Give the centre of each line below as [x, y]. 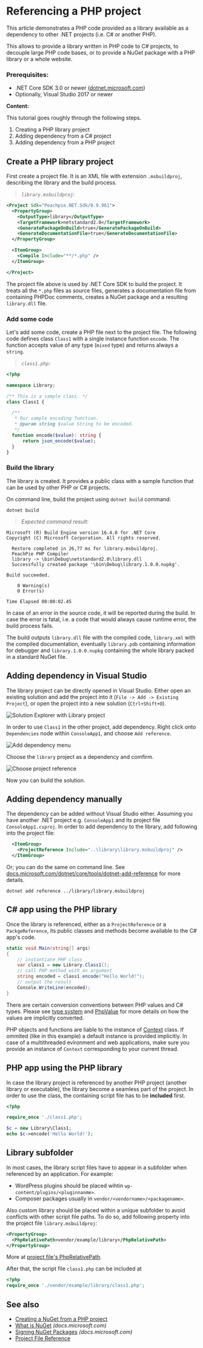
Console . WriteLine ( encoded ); [54, 987]
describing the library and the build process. [62, 182]
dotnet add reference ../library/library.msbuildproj [76, 891]
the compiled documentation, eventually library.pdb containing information [101, 644]
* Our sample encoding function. [56, 419]
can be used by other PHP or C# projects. [58, 487]
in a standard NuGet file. [37, 656]
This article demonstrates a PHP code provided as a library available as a [98, 28]
